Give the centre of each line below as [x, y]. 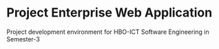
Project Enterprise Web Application [109, 13]
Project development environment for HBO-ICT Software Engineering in [108, 32]
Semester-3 [23, 39]
